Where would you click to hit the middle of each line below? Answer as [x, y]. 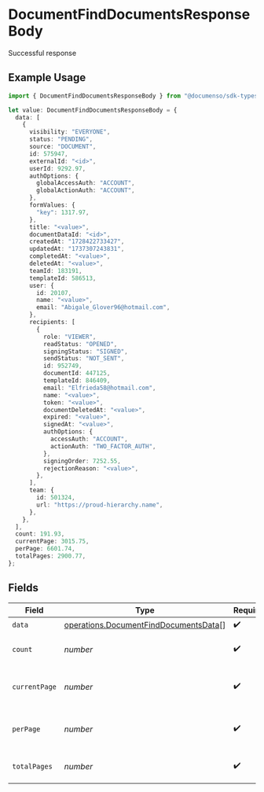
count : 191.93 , [40, 534]
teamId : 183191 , [55, 271]
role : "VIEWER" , [70, 337]
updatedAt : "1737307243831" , [77, 249]
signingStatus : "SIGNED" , [85, 352]
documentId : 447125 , [77, 374]
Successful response [42, 53]
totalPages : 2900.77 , [51, 556]
